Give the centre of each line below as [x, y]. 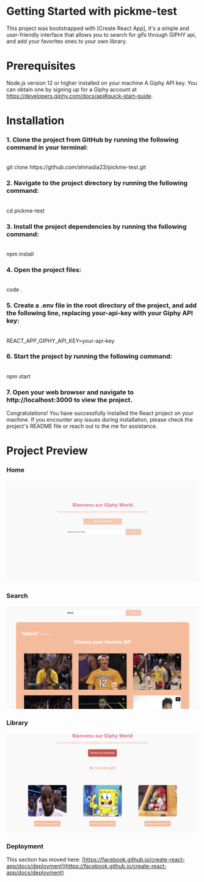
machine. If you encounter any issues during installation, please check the [100, 420]
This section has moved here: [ [45, 860]
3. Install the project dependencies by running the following [97, 226]
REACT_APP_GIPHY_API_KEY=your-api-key [60, 340]
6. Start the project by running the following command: [89, 356]
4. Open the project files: [44, 269]
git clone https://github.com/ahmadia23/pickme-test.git [76, 167]
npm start [19, 376]
